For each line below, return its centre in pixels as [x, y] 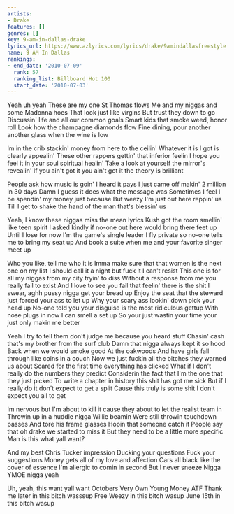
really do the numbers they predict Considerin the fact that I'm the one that [115, 373]
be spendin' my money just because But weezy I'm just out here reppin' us [115, 199]
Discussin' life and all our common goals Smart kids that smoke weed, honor [117, 120]
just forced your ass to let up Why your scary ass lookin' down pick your [111, 301]
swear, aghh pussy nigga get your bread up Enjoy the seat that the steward [115, 293]
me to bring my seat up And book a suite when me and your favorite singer [115, 243]
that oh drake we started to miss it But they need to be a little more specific [115, 431]
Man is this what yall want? [46, 439]
